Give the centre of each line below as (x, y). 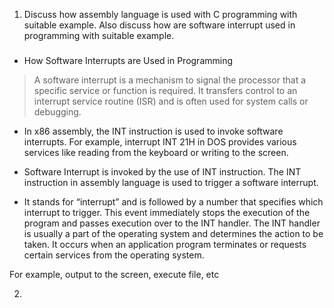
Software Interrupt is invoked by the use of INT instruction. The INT (162, 171)
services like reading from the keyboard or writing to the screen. (156, 152)
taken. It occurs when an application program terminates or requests (165, 244)
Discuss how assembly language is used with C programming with (160, 14)
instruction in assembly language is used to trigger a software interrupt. (171, 182)
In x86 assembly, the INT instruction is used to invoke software (153, 131)
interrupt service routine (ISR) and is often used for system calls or (171, 101)
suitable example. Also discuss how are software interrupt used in (159, 25)
